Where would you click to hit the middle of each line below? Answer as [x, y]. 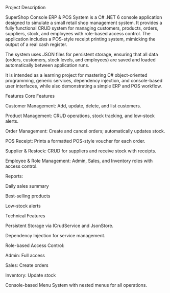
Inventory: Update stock [31, 275]
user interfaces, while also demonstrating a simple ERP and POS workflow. [84, 86]
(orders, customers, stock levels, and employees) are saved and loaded [80, 60]
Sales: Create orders [27, 265]
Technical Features [25, 216]
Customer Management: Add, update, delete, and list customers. [73, 106]
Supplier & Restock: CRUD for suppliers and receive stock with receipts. [81, 151]
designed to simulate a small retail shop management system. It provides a [84, 23]
